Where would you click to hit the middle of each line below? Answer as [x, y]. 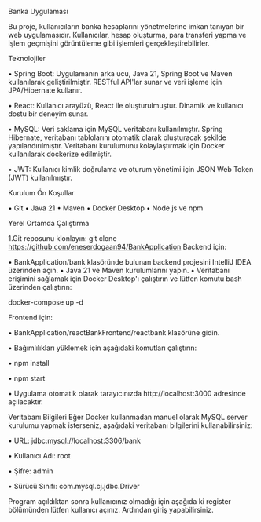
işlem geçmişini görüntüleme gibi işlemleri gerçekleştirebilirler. [109, 43]
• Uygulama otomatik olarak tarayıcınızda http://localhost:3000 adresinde [127, 393]
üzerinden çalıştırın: [40, 287]
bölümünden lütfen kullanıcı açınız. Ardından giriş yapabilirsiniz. [111, 510]
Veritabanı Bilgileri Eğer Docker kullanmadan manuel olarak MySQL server [128, 417]
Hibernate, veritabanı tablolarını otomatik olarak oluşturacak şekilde [117, 137]
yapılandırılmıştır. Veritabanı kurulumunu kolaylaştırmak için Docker [117, 146]
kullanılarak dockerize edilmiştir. [60, 154]
